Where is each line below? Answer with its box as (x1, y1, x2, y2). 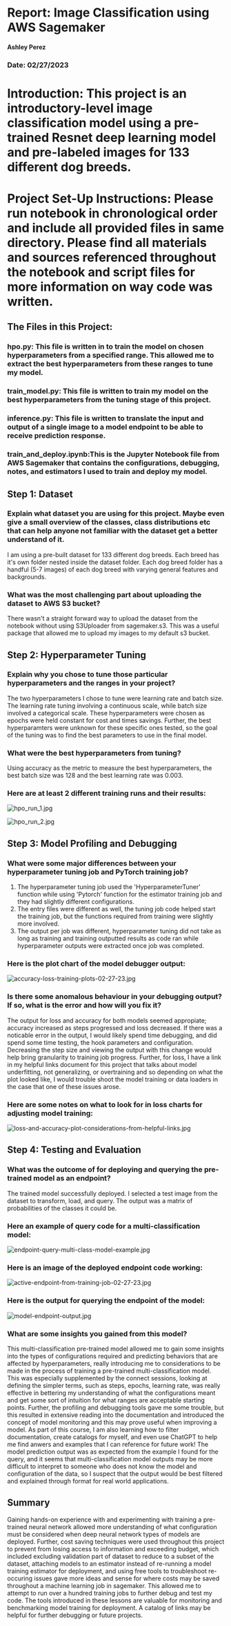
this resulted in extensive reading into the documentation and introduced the (7, 1410, 225, 1419)
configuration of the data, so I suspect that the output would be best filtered (7, 1469, 223, 1478)
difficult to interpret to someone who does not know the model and (7, 1462, 197, 1470)
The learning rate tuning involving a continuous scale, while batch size (7, 701, 208, 710)
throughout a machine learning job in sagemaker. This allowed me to (7, 1581, 201, 1589)
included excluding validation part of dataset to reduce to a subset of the (7, 1552, 214, 1560)
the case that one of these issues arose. (7, 1082, 121, 1090)
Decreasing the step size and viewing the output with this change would (7, 1045, 212, 1054)
